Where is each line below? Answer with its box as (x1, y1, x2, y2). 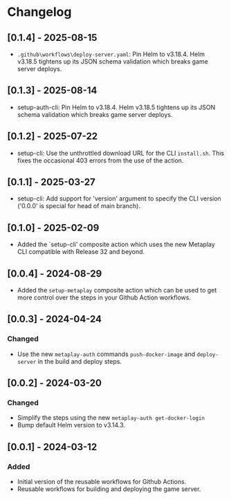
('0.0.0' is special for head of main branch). (17, 202, 140, 210)
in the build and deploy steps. (37, 357, 122, 365)
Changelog (7, 4, 72, 20)
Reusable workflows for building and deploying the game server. (17, 485, 201, 493)
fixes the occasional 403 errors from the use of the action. (17, 156, 184, 165)
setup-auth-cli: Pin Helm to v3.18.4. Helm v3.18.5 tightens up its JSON (17, 103, 216, 111)
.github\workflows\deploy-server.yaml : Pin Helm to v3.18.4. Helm (17, 50, 205, 58)
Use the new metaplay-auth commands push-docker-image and (17, 350, 196, 358)
